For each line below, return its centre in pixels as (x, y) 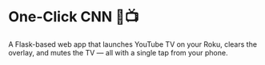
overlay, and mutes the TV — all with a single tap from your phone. (118, 52)
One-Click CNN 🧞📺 (74, 17)
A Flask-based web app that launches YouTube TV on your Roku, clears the (133, 44)
